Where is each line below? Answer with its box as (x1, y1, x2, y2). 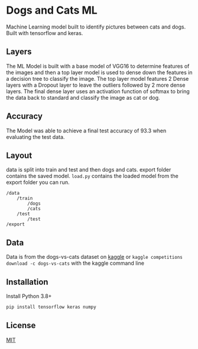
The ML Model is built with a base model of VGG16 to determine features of (6, 62, 190, 69)
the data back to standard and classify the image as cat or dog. (6, 94, 161, 101)
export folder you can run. (6, 179, 70, 186)
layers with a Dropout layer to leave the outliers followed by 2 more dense (6, 81, 186, 88)
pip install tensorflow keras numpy (6, 304, 96, 310)
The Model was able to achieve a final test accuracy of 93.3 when (6, 127, 167, 134)
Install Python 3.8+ (6, 293, 52, 300)
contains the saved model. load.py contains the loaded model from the (6, 173, 178, 180)
